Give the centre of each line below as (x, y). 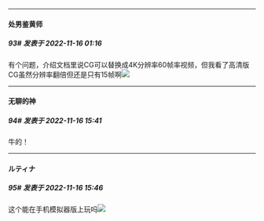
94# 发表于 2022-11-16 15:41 (55, 120)
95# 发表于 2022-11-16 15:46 (56, 188)
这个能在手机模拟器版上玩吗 (53, 209)
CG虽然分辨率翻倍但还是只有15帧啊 (65, 74)
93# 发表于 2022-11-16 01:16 (55, 43)
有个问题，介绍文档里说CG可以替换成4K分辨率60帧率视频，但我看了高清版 (129, 64)
